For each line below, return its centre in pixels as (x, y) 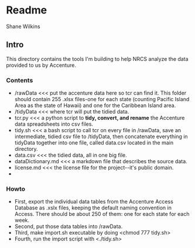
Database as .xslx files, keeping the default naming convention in (93, 208)
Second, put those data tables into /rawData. (69, 226)
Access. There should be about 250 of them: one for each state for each (102, 214)
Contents (20, 80)
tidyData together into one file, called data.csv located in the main (94, 143)
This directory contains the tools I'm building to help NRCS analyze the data (97, 58)
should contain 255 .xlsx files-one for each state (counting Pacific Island (102, 99)
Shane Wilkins (23, 26)
